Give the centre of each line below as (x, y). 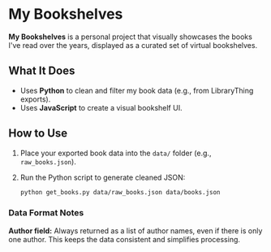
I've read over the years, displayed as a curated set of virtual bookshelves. (133, 45)
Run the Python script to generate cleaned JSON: (103, 177)
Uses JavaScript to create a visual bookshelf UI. (101, 107)
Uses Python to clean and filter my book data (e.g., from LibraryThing (137, 90)
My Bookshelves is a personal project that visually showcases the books (131, 37)
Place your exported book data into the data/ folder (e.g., (116, 153)
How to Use (38, 134)
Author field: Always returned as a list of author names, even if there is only (135, 230)
